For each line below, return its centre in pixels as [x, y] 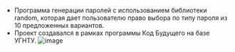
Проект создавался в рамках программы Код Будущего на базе [112, 33]
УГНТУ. [25, 41]
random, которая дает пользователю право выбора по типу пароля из [121, 18]
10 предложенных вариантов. [59, 25]
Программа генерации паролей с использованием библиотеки [110, 10]
